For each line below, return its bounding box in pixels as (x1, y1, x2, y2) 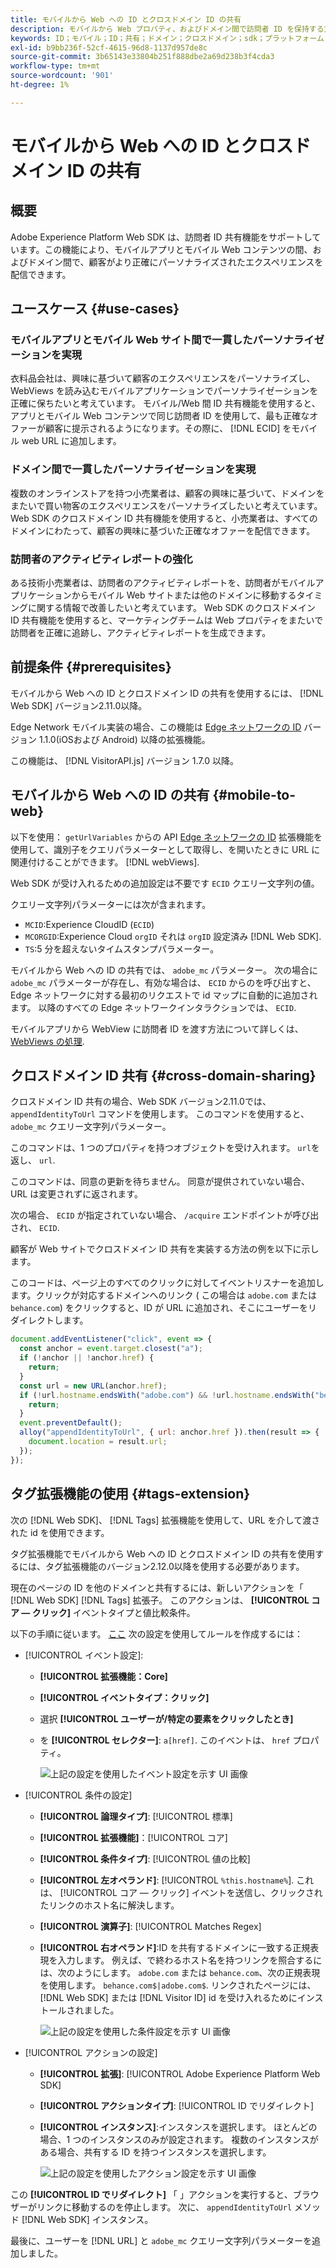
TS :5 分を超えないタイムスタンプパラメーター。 (24, 942, 220, 955)
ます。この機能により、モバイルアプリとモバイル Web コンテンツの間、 (18, 243, 313, 255)
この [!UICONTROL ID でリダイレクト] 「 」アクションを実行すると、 (10, 2188, 293, 2200)
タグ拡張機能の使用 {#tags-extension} (10, 1486, 251, 1503)
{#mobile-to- (212, 787, 297, 804)
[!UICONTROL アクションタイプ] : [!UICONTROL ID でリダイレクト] (39, 2099, 315, 2111)
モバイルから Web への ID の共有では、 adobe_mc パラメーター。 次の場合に (10, 964, 318, 976)
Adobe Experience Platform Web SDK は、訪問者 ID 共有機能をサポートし (10, 231, 313, 243)
